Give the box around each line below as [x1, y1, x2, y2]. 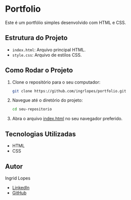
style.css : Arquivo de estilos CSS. [12, 52, 82, 58]
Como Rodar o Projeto [5, 66, 73, 74]
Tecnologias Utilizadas [5, 130, 76, 138]
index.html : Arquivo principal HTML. [12, 46, 86, 52]
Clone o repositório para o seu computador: [12, 79, 101, 85]
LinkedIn [12, 184, 30, 190]
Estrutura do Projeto [5, 34, 68, 42]
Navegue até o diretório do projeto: [12, 97, 83, 103]
